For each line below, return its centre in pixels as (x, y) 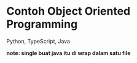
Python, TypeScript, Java (38, 41)
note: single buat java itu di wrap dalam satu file (68, 53)
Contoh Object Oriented (68, 11)
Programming (42, 24)
